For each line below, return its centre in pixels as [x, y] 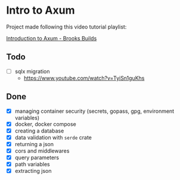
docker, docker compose [45, 124]
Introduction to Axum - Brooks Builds [52, 38]
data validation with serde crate [53, 137]
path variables [32, 165]
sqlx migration [32, 71]
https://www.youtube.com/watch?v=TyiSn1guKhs [84, 78]
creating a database [39, 131]
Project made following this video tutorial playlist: [66, 27]
